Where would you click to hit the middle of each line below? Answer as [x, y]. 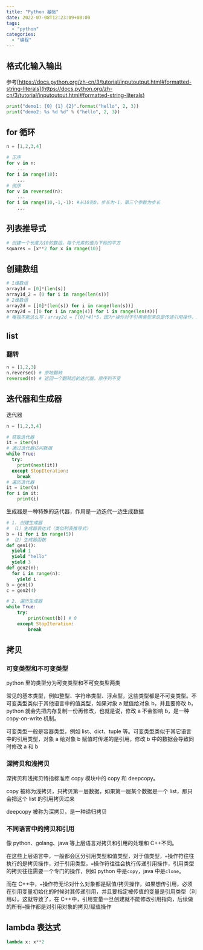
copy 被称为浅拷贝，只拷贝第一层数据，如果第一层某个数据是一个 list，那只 [100, 791]
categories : [21, 35]
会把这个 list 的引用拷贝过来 [40, 799]
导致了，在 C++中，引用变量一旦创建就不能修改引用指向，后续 [111, 899]
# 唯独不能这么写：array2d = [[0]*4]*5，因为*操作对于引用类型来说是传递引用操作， [101, 317]
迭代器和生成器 [34, 399]
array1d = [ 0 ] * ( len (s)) [36, 289]
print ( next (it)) [38, 465]
